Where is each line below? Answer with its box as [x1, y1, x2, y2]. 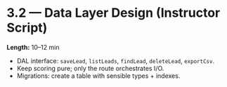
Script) [6, 20, 48, 36]
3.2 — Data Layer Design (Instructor [6, 5, 221, 21]
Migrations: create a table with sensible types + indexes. [16, 72, 181, 80]
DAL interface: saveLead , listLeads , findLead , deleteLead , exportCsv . [16, 56, 215, 65]
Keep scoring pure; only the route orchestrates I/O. [16, 64, 164, 72]
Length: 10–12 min [6, 43, 60, 51]
